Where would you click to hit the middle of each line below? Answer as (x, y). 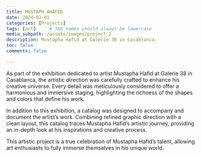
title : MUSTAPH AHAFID (35, 12)
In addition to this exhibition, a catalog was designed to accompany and (95, 110)
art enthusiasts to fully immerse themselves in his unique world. (85, 147)
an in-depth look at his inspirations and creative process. (77, 129)
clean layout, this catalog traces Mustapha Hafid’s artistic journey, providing (100, 123)
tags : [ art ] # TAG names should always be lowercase (79, 29)
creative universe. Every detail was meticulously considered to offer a (93, 86)
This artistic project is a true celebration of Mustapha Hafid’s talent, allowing (101, 141)
